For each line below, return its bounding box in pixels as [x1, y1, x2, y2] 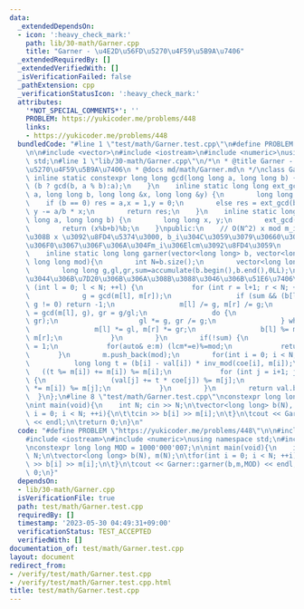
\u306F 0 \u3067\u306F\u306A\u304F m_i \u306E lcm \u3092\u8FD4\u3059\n [25, 241, 281, 250]
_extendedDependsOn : [17, 22, 95, 31]
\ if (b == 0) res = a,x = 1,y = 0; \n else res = [25, 198, 257, 208]
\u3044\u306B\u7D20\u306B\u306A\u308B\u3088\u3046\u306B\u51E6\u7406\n [25, 275, 301, 284]
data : [9, 13, 30, 23]
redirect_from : [9, 561, 67, 570]
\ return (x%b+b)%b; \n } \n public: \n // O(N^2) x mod [25, 224, 281, 233]
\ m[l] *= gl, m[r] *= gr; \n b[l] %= [25, 325, 290, 334]
